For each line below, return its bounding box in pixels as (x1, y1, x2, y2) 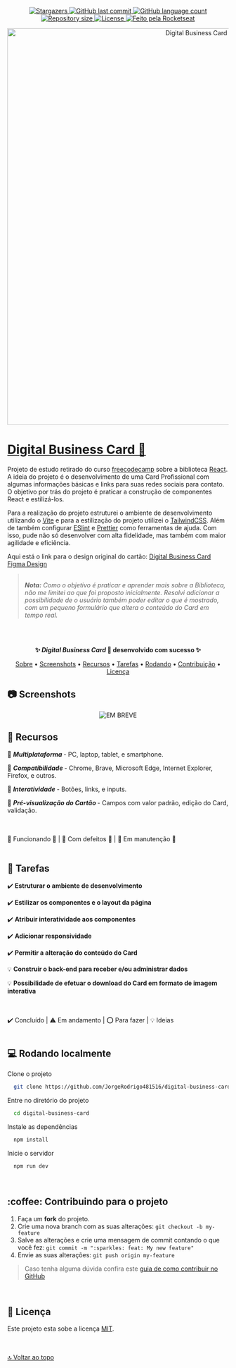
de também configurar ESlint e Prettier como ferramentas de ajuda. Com (7, 523, 217, 532)
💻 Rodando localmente (7, 1047, 112, 1059)
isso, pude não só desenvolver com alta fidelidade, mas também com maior (7, 531, 226, 539)
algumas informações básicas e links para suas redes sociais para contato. (7, 480, 225, 488)
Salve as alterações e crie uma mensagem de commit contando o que (17, 1235, 220, 1244)
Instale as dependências (7, 1122, 78, 1131)
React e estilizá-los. (7, 494, 65, 503)
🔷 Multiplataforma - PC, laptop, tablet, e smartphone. (7, 750, 164, 758)
